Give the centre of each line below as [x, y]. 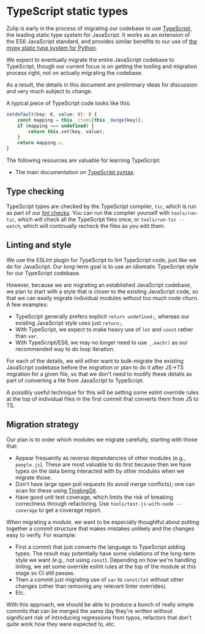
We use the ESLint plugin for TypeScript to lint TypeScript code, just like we [102, 260]
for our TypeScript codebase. [43, 273]
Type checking [35, 191]
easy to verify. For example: [41, 535]
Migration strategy [43, 425]
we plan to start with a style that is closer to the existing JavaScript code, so [102, 291]
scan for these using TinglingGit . [56, 490]
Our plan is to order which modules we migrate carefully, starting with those [102, 439]
